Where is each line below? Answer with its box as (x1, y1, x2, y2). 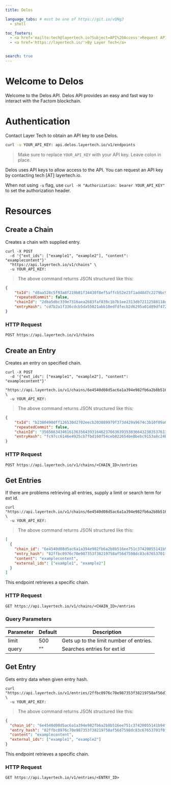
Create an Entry (5, 346, 56, 355)
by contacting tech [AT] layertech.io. (5, 172, 82, 178)
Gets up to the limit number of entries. (62, 637, 153, 644)
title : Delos (5, 7, 33, 13)
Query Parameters (5, 615, 52, 622)
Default (38, 628, 57, 635)
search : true (5, 54, 33, 59)
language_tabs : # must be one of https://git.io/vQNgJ (5, 16, 124, 22)
